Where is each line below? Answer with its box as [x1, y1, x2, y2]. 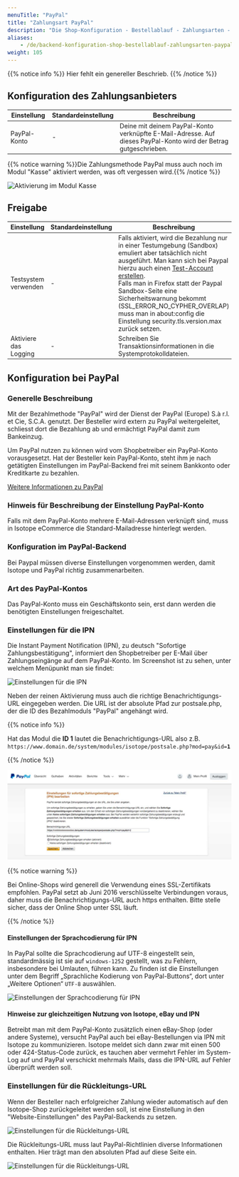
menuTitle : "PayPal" [7, 11, 69, 19]
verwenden [10, 282, 44, 292]
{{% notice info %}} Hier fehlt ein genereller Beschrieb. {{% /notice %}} [7, 70, 218, 78]
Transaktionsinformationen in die [118, 341, 215, 350]
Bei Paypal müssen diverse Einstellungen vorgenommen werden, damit [7, 558, 216, 567]
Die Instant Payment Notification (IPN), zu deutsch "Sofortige [7, 642, 186, 650]
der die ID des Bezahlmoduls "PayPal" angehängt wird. [7, 706, 169, 716]
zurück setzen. [118, 324, 162, 333]
